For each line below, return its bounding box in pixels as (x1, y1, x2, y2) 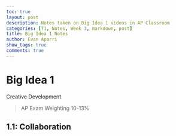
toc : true (6, 8, 31, 15)
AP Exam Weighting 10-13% (20, 104, 90, 112)
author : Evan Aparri (6, 36, 58, 42)
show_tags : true (6, 42, 47, 48)
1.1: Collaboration (6, 122, 72, 132)
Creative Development (6, 93, 62, 100)
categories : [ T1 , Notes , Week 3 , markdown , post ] (6, 25, 133, 32)
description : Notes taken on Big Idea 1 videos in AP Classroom (6, 20, 170, 26)
